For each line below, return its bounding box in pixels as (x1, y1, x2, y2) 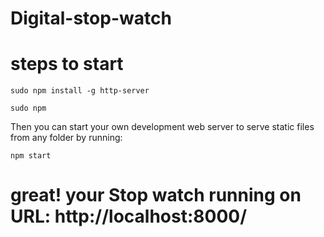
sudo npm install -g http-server (10, 86, 150, 96)
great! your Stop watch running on (10, 184, 302, 207)
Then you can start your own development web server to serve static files (10, 121, 315, 133)
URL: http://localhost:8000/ (10, 205, 248, 228)
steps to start (10, 53, 124, 76)
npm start (10, 151, 52, 161)
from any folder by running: (10, 132, 123, 144)
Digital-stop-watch (10, 7, 172, 30)
